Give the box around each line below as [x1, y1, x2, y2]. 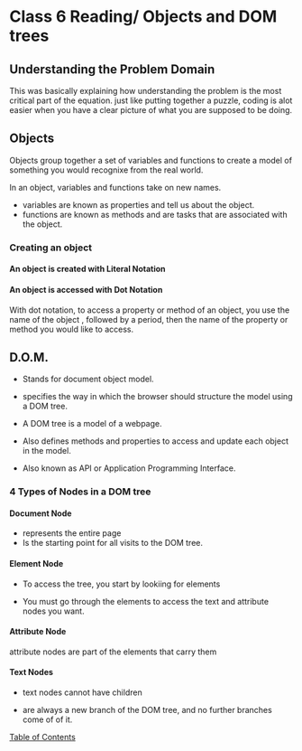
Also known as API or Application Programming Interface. [22, 463, 236, 474]
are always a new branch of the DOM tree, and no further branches [22, 705, 272, 716]
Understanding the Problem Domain [9, 61, 215, 77]
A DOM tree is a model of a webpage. [22, 418, 162, 429]
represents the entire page [22, 528, 122, 539]
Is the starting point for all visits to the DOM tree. [22, 538, 204, 549]
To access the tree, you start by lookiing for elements [22, 578, 221, 589]
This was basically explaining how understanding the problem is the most [9, 86, 282, 96]
